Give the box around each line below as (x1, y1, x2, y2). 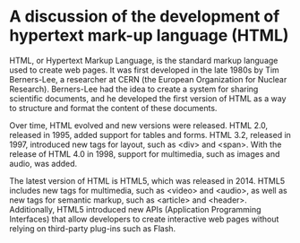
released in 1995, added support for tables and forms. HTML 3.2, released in (9, 129, 291, 140)
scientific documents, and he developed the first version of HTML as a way (9, 92, 287, 104)
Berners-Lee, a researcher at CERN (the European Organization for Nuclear (9, 74, 287, 84)
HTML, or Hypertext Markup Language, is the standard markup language (9, 55, 279, 65)
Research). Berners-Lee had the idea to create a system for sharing (9, 83, 259, 94)
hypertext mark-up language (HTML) (9, 25, 289, 46)
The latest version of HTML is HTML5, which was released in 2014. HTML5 (9, 175, 285, 186)
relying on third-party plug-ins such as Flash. (9, 222, 176, 234)
